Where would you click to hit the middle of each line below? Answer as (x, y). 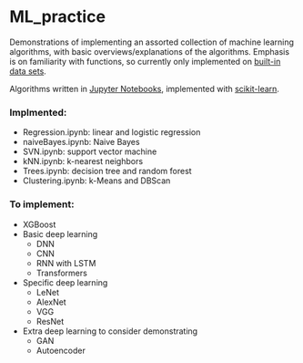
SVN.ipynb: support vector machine (90, 151)
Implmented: (38, 112)
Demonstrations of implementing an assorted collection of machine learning (151, 42)
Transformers (62, 273)
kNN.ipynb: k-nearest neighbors (83, 161)
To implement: (42, 204)
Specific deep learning (65, 282)
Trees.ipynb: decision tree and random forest (107, 171)
